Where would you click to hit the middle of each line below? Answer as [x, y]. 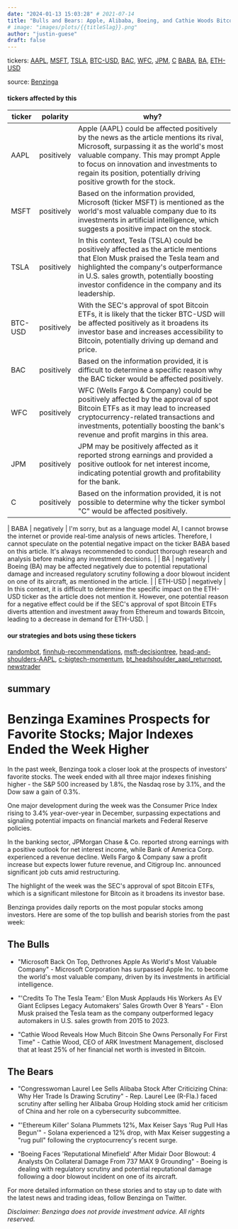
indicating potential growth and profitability [149, 473]
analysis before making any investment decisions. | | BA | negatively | [109, 559]
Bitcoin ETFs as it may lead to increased [144, 408]
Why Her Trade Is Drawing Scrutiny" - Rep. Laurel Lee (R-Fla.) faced [117, 1096]
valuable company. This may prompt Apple [149, 155]
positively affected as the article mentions [147, 249]
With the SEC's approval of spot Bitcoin [143, 305]
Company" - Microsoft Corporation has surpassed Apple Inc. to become [123, 969]
